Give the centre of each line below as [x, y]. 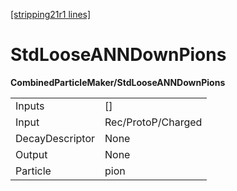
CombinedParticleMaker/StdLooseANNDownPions [118, 82]
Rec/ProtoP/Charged [153, 122]
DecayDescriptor [55, 138]
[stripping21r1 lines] [51, 14]
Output [31, 154]
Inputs [30, 106]
